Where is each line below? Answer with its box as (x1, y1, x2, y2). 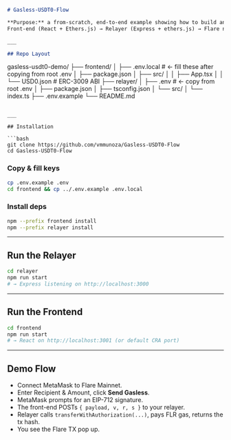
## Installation (7, 123, 54, 130)
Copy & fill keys (7, 163, 60, 173)
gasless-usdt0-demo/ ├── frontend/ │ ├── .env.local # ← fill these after (7, 63, 214, 71)
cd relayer (7, 268, 38, 275)
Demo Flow (7, 363, 56, 374)
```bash (7, 135, 30, 143)
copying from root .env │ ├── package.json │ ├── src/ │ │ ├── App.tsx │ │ (7, 70, 224, 79)
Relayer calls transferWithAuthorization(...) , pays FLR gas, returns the (16, 410, 223, 419)
